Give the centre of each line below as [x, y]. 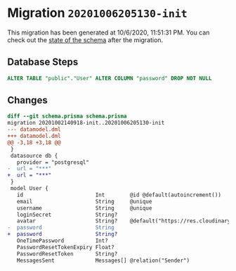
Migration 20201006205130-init [97, 13]
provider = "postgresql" [53, 162]
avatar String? [67, 221]
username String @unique [84, 208]
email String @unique [84, 201]
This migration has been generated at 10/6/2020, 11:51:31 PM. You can [109, 32]
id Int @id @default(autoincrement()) [119, 195]
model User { [29, 189]
